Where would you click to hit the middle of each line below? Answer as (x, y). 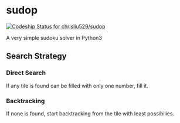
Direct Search (26, 73)
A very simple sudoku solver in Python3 (54, 37)
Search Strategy (36, 56)
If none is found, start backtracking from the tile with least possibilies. (90, 113)
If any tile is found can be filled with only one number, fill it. (77, 86)
